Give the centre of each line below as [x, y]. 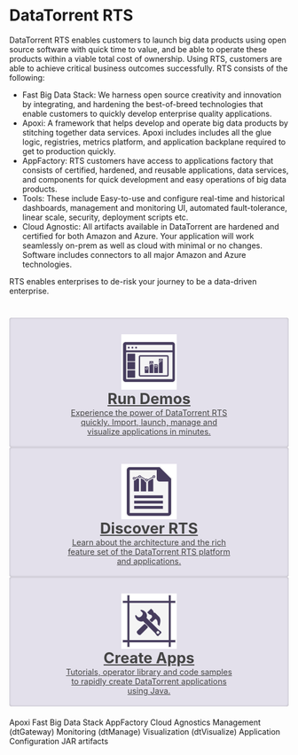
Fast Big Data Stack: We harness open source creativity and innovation [152, 95]
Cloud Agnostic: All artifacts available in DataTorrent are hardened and [150, 226]
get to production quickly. [69, 151]
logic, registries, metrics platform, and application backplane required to [154, 142]
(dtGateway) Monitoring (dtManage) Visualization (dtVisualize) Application [145, 731]
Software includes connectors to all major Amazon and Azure [134, 254]
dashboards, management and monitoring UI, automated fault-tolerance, [155, 207]
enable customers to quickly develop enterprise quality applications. [147, 113]
